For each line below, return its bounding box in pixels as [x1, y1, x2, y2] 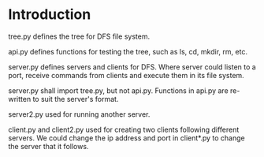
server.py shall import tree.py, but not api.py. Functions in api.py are [8, 85, 229, 95]
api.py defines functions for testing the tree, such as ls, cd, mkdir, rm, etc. [8, 47, 248, 56]
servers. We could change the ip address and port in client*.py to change [8, 133, 246, 143]
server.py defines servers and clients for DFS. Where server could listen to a [8, 62, 256, 72]
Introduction [8, 6, 91, 24]
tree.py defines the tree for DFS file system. [8, 32, 151, 41]
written [8, 94, 32, 103]
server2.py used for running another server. [8, 109, 151, 119]
